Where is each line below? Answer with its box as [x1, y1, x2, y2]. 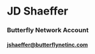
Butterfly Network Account [7, 26, 89, 35]
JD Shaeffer [7, 4, 69, 18]
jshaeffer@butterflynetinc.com [7, 41, 88, 48]
